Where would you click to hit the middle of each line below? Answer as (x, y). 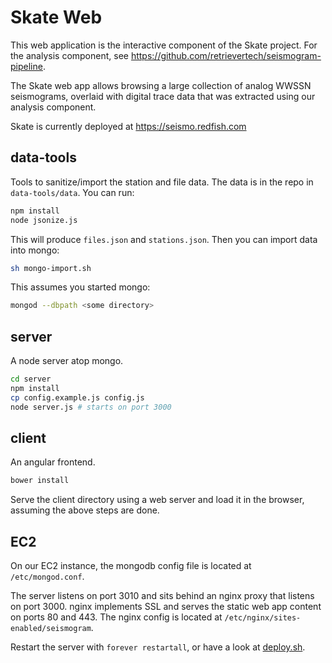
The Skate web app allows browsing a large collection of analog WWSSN (161, 85)
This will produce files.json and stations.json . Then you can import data (164, 239)
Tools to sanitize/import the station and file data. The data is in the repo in (162, 182)
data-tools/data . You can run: (72, 192)
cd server (31, 379)
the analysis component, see (69, 55)
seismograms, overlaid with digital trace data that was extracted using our (163, 96)
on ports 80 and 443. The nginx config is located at (116, 617)
